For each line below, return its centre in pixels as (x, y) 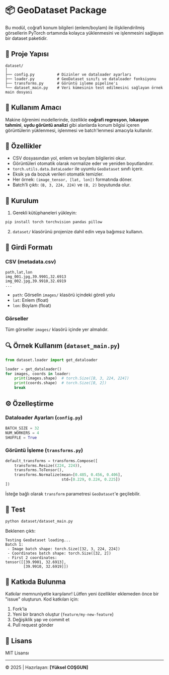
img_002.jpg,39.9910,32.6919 (36, 281)
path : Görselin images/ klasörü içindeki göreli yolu (64, 295)
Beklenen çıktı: (21, 531)
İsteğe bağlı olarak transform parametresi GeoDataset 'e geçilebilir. (73, 493)
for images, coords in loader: (38, 374)
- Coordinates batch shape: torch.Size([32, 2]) (59, 553)
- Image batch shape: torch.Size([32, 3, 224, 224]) (64, 549)
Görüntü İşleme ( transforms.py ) (44, 450)
